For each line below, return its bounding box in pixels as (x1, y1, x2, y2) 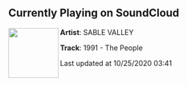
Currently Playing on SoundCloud (8, 6, 180, 20)
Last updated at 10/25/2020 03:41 (59, 58, 173, 68)
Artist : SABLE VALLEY (59, 27, 134, 37)
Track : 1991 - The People (59, 43, 143, 53)
